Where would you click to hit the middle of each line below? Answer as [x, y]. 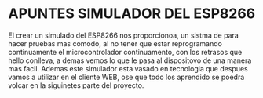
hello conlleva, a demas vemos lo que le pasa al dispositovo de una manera [130, 60]
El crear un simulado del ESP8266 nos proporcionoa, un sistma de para [124, 35]
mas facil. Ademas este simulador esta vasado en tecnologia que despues [128, 68]
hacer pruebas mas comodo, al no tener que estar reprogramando [115, 43]
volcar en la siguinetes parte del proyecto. [76, 85]
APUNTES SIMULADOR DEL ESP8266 [132, 14]
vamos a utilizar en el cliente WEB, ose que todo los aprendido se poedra [126, 77]
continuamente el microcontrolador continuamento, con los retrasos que [125, 52]
